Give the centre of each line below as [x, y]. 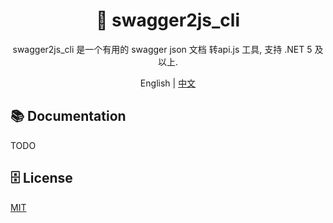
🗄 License [41, 178]
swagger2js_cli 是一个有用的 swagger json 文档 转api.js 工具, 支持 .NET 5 [162, 49]
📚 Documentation [68, 116]
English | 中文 [168, 83]
